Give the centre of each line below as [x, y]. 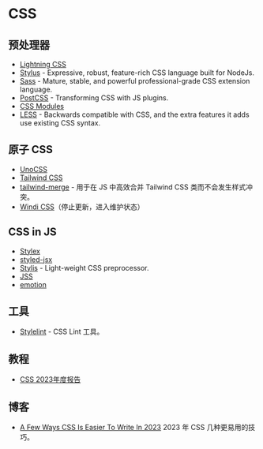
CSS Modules [42, 106]
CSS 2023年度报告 [50, 380]
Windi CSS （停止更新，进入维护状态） [82, 207]
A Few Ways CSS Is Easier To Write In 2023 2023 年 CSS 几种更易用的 [134, 428]
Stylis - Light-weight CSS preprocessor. [84, 268]
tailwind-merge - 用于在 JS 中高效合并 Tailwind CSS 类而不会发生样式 [133, 187]
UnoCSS [34, 169]
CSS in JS [32, 232]
